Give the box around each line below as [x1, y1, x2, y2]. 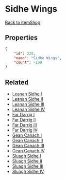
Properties [5, 34, 38, 42]
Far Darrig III [12, 122, 37, 127]
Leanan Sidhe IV [12, 106, 45, 112]
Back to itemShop [5, 19, 40, 25]
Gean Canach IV [12, 147, 45, 154]
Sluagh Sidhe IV [12, 168, 44, 174]
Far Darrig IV [12, 127, 38, 133]
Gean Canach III [12, 143, 45, 148]
